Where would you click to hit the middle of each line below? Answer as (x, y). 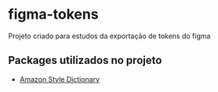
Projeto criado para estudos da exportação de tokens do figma (109, 36)
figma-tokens (54, 14)
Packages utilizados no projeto (85, 60)
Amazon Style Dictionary (60, 79)
